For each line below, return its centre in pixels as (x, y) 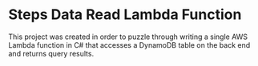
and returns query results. (51, 53)
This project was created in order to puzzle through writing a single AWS (128, 37)
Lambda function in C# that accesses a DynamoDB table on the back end (129, 45)
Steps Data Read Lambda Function (125, 15)
